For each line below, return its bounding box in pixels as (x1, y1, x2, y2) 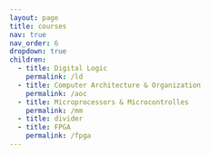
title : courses (9, 22, 67, 31)
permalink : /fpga (25, 131, 92, 140)
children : (9, 55, 47, 64)
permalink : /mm (25, 106, 84, 115)
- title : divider (17, 114, 84, 123)
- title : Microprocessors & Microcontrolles (17, 97, 189, 107)
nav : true (9, 30, 47, 39)
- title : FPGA (17, 123, 71, 132)
